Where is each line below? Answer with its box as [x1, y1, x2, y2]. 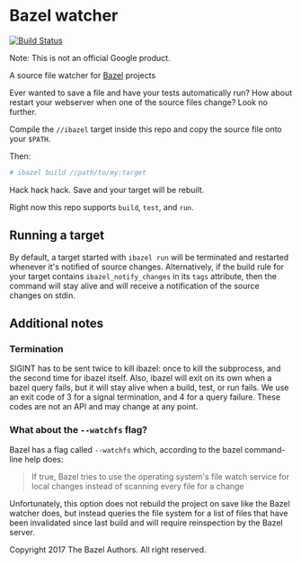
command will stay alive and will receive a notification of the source [9, 280, 260, 291]
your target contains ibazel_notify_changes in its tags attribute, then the [9, 270, 277, 281]
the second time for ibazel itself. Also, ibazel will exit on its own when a [9, 373, 272, 383]
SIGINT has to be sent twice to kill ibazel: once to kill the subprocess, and [9, 363, 281, 374]
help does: [24, 454, 65, 464]
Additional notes [9, 316, 104, 331]
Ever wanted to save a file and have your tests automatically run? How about [9, 87, 293, 98]
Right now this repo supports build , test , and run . [9, 201, 195, 212]
